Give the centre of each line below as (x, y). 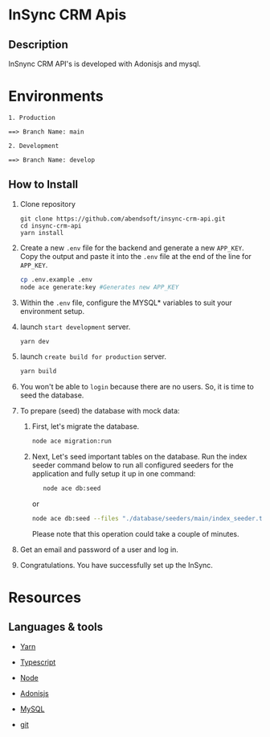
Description (38, 45)
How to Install (43, 185)
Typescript (38, 662)
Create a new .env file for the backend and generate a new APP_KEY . (132, 248)
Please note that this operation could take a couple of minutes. (135, 533)
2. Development (34, 146)
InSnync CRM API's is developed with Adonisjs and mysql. (104, 64)
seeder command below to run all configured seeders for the (133, 465)
